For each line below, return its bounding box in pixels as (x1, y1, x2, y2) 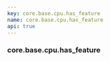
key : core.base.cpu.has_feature (7, 10, 100, 17)
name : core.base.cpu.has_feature (7, 16, 104, 23)
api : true (7, 23, 36, 29)
